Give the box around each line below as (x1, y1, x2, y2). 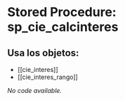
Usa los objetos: (7, 47, 79, 59)
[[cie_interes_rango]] (17, 73, 79, 81)
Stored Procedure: (7, 4, 117, 20)
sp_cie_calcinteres (7, 19, 119, 35)
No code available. (7, 87, 62, 94)
